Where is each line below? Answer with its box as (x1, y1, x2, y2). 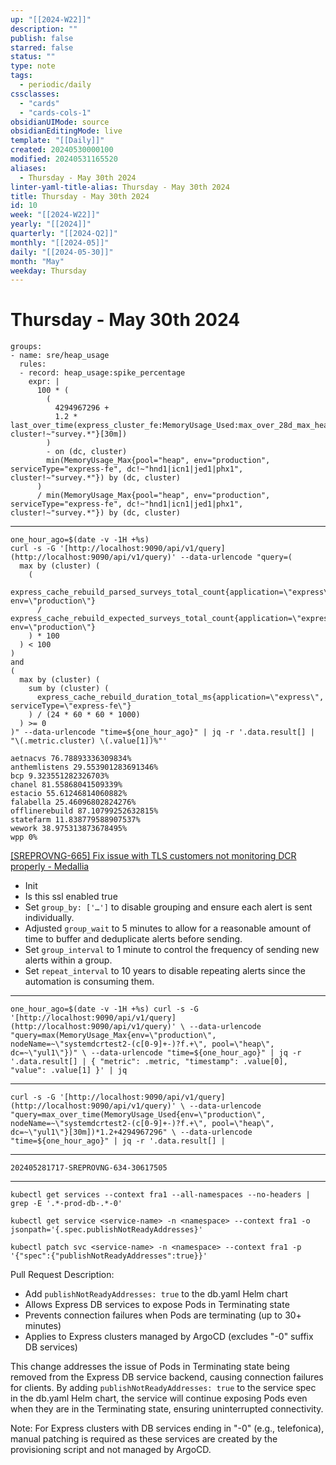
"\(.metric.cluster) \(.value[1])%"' (10, 736, 168, 746)
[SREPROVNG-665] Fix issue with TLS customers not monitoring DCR (10, 850, 297, 862)
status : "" (10, 52, 56, 62)
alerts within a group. (24, 954, 113, 966)
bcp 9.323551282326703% (10, 771, 110, 781)
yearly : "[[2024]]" (10, 219, 92, 230)
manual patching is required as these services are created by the (10, 1433, 278, 1445)
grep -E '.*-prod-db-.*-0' (10, 1199, 123, 1209)
